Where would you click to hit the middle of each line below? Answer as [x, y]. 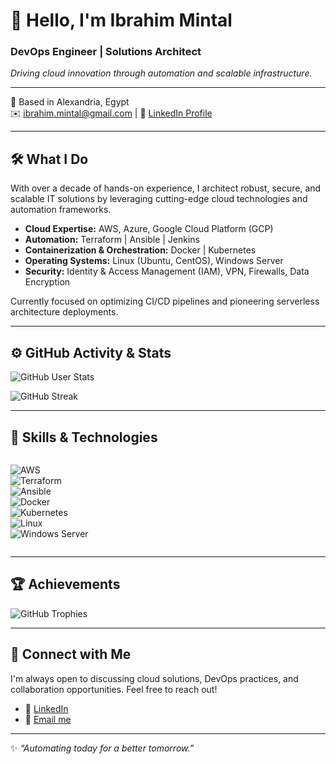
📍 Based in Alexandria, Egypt [70, 102]
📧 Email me [48, 719]
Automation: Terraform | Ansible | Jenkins [112, 240]
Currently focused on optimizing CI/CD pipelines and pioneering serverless [165, 301]
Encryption [47, 282]
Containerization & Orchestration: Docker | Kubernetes [140, 250]
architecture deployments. [64, 312]
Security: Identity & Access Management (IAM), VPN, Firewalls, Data [167, 271]
